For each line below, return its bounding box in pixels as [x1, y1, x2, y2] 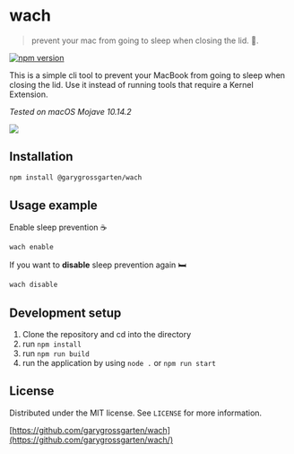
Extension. [9, 89, 48, 100]
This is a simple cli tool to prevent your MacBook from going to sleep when [9, 69, 285, 81]
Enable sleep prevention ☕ [9, 222, 108, 233]
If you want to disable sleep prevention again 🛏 [9, 259, 187, 270]
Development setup [9, 305, 122, 320]
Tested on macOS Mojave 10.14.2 [9, 106, 132, 117]
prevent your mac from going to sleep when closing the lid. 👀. [30, 35, 259, 46]
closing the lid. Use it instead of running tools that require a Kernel [9, 79, 254, 90]
